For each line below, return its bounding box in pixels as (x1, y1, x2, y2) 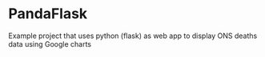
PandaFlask (8, 5, 88, 23)
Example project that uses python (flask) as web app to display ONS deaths (8, 31, 258, 40)
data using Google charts (8, 39, 92, 48)
